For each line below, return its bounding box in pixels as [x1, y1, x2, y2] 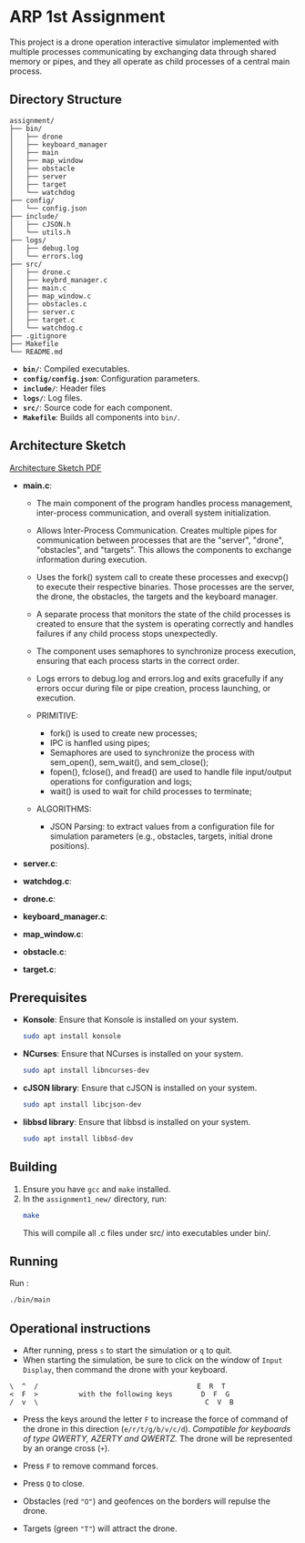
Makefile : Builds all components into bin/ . [22, 412, 180, 423]
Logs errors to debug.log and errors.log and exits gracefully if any [36, 672, 284, 684]
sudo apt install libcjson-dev [22, 1100, 142, 1109]
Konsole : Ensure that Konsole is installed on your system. [22, 1014, 239, 1026]
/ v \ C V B [9, 1398, 234, 1407]
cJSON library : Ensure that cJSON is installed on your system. [22, 1082, 258, 1094]
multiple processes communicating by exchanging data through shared [9, 46, 277, 56]
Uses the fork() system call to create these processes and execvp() [36, 571, 290, 582]
